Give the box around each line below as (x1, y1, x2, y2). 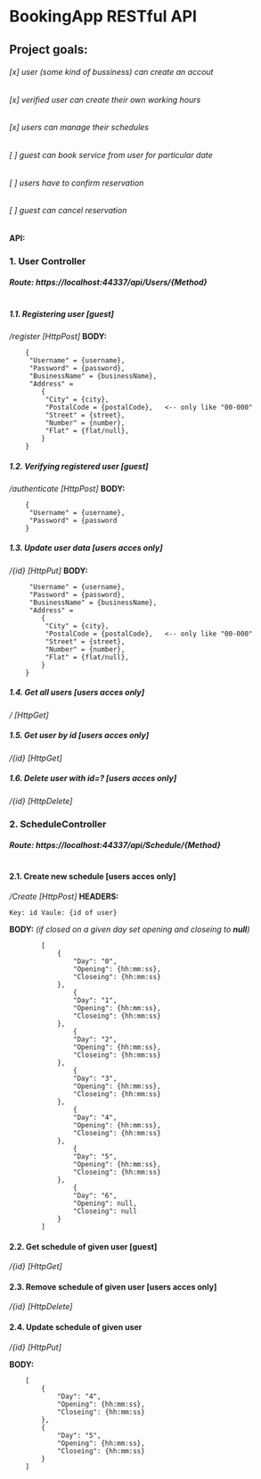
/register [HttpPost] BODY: (9, 330, 107, 341)
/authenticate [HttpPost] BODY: (9, 483, 126, 494)
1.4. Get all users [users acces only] (9, 687, 145, 698)
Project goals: (9, 42, 88, 57)
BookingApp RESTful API (9, 6, 198, 27)
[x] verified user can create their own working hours (9, 94, 201, 104)
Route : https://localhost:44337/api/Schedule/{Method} (9, 840, 221, 851)
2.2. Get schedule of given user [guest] (9, 1241, 158, 1251)
